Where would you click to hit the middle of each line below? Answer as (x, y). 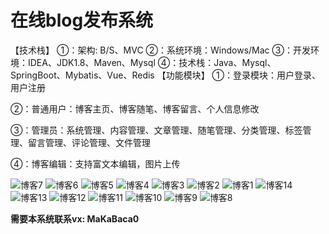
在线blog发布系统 (82, 20)
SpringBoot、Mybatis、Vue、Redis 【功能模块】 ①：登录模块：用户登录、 (166, 75)
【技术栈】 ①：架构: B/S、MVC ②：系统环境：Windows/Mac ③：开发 (160, 50)
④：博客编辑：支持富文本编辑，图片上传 (95, 163)
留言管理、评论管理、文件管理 (89, 142)
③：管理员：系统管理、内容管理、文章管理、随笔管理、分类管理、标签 (156, 130)
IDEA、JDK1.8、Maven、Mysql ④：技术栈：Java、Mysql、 (152, 62)
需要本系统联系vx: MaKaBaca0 (75, 218)
